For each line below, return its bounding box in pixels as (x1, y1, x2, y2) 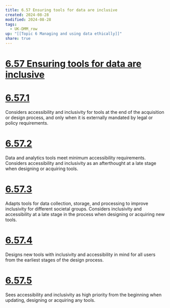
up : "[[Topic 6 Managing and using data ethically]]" (5, 31, 123, 36)
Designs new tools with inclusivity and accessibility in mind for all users (5, 251, 156, 257)
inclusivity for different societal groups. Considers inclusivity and (5, 205, 142, 212)
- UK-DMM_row (10, 27, 38, 32)
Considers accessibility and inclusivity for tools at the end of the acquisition (5, 109, 164, 115)
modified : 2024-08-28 (5, 17, 52, 22)
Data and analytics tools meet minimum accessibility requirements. (5, 154, 146, 161)
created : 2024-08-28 (5, 12, 50, 17)
